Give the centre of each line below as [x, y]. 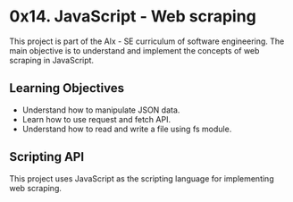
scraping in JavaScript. [52, 60]
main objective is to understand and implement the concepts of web [134, 50]
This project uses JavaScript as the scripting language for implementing [142, 178]
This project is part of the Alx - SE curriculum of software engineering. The [147, 41]
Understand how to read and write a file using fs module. [127, 129]
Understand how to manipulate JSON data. [101, 110]
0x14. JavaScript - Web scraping [133, 17]
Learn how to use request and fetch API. [96, 119]
